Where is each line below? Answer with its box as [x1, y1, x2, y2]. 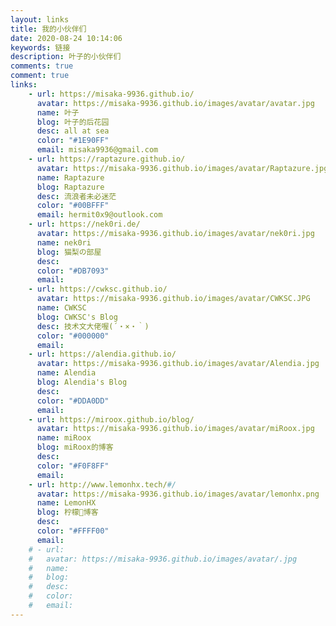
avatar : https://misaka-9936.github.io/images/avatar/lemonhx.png [36, 489, 320, 499]
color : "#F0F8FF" [36, 461, 110, 471]
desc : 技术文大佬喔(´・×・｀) [36, 321, 150, 331]
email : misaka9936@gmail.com [36, 145, 159, 155]
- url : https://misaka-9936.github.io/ [28, 89, 195, 99]
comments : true [10, 61, 74, 71]
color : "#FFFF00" [36, 526, 110, 536]
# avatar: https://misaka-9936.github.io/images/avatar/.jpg [28, 554, 298, 564]
